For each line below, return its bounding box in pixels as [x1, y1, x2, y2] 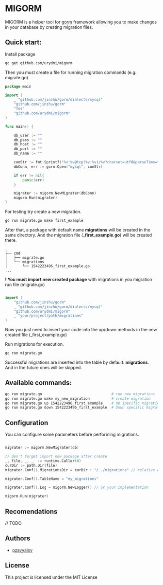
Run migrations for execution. [5, 341, 64, 347]
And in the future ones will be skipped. [5, 365, 82, 370]
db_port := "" [14, 146, 42, 151]
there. [5, 237, 17, 243]
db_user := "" [14, 133, 42, 138]
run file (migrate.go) [5, 282, 45, 287]
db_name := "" [14, 151, 42, 156]
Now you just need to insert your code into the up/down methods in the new [5, 327, 157, 333]
